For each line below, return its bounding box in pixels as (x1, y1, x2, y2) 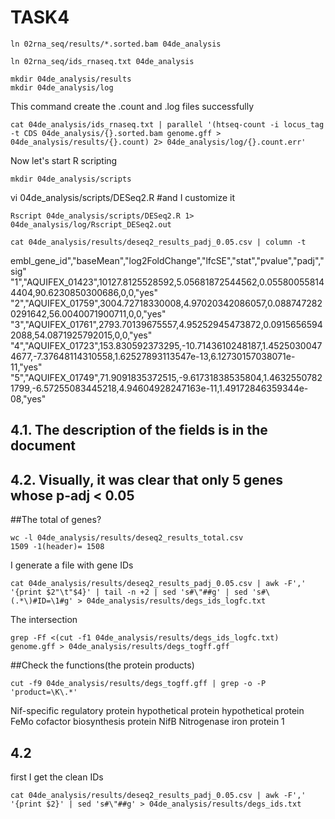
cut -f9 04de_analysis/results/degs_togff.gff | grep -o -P (10, 679, 267, 689)
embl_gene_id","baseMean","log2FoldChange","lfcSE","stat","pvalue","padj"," (10, 254, 325, 266)
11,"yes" (10, 361, 43, 373)
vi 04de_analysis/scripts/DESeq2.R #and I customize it (10, 191, 236, 203)
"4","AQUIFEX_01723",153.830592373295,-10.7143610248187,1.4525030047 (10, 339, 323, 351)
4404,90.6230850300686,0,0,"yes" (10, 286, 159, 298)
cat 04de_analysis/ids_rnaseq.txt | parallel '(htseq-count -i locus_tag (10, 119, 325, 130)
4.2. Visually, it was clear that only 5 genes (10, 471, 284, 488)
